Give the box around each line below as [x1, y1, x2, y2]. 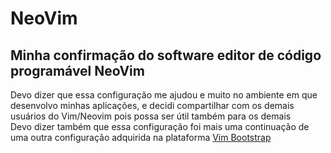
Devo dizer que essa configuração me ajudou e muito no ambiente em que [10, 89, 318, 101]
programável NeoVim [10, 62, 145, 79]
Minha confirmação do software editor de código [10, 47, 322, 64]
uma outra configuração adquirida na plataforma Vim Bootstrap [10, 132, 272, 143]
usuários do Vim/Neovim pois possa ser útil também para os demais [10, 110, 292, 122]
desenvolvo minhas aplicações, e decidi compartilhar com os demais [10, 100, 295, 111]
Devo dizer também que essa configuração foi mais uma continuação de [10, 121, 310, 132]
